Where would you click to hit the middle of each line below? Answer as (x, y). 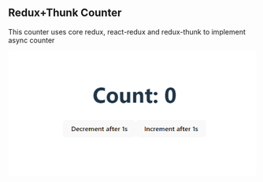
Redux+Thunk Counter (65, 13)
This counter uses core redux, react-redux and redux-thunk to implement (127, 31)
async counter (31, 40)
